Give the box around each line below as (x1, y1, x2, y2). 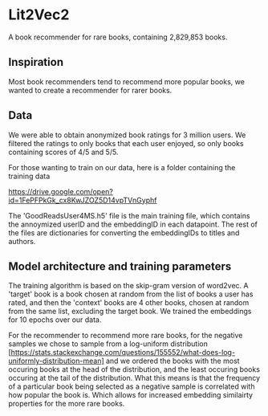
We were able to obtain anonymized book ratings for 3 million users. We (8, 130, 246, 140)
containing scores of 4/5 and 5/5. (8, 147, 119, 157)
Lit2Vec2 (8, 6, 70, 24)
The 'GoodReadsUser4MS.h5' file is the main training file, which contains (8, 210, 250, 220)
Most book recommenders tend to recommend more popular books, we (8, 76, 245, 86)
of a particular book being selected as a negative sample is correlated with (8, 381, 255, 391)
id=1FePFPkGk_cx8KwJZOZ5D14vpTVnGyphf (8, 195, 157, 205)
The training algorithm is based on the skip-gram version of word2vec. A (8, 281, 249, 291)
